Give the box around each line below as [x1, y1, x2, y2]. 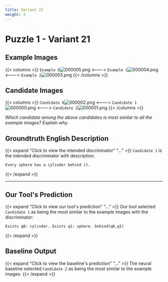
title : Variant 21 [5, 7, 43, 12]
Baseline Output [5, 247, 56, 256]
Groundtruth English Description [5, 134, 109, 143]
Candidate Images [5, 86, 63, 95]
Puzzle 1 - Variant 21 [5, 33, 90, 45]
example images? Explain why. [5, 120, 69, 126]
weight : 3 [5, 12, 26, 17]
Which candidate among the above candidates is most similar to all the [5, 114, 152, 120]
